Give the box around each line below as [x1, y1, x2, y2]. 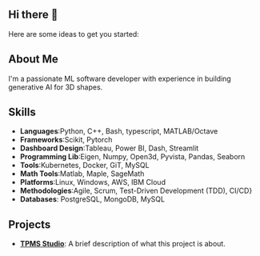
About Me [8, 53, 58, 66]
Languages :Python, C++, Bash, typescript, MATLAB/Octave [19, 126, 218, 136]
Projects [8, 218, 51, 231]
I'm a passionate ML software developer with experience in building [8, 74, 232, 83]
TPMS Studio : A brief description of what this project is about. [19, 239, 226, 249]
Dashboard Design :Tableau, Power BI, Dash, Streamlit [19, 143, 199, 153]
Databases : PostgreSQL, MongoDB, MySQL [19, 194, 166, 204]
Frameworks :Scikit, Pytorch [19, 135, 113, 145]
